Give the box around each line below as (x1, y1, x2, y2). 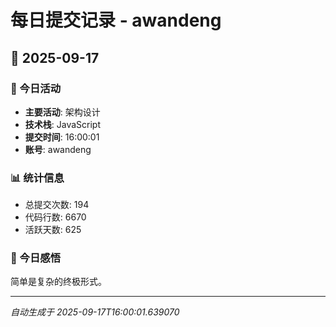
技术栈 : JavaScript (24, 118, 102, 130)
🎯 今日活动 (10, 81, 62, 95)
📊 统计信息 (10, 171, 65, 185)
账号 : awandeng (24, 143, 92, 155)
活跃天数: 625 (24, 224, 82, 236)
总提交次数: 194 (24, 199, 90, 211)
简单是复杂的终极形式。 (10, 276, 107, 288)
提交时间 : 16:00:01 (24, 131, 100, 143)
